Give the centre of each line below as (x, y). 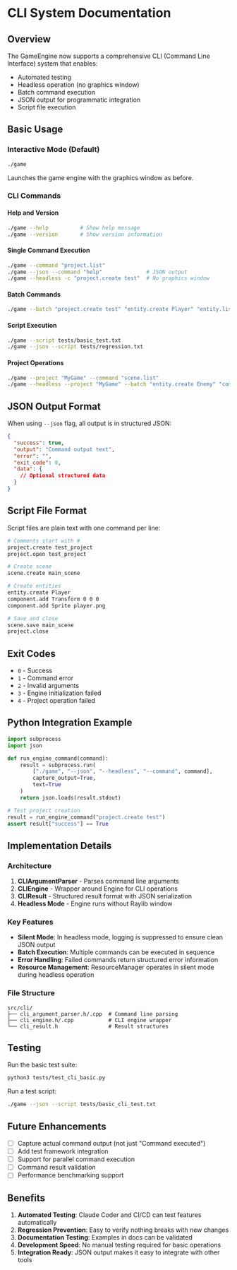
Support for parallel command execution (76, 1159)
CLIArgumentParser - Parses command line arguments (98, 882)
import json (25, 746)
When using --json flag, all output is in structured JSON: (90, 423)
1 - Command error (45, 678)
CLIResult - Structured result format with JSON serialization (105, 896)
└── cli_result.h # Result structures (88, 1026)
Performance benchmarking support (71, 1175)
